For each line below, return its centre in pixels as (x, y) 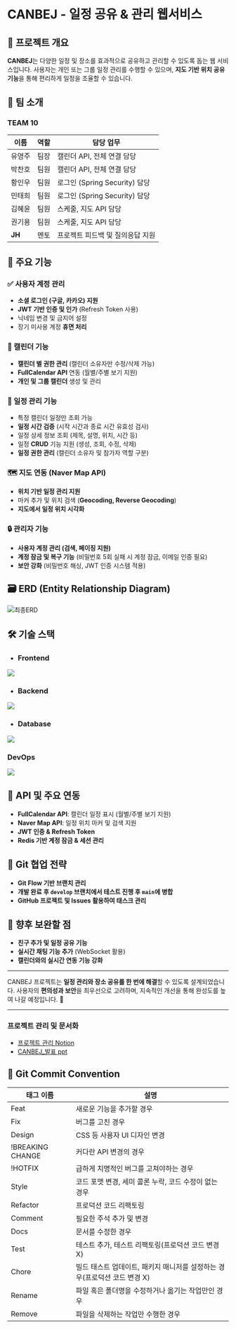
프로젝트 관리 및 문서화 (43, 1026)
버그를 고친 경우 (100, 1122)
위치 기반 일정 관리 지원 (49, 492)
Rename (25, 1295)
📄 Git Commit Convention (64, 1074)
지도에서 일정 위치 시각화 (51, 509)
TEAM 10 (23, 123)
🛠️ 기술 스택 (31, 634)
